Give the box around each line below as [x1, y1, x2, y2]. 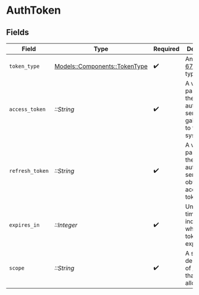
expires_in [9, 222, 40, 229]
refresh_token [9, 167, 49, 174]
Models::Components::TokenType [54, 62, 148, 70]
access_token [9, 106, 46, 113]
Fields [6, 27, 30, 37]
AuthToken [6, 4, 61, 17]
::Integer [54, 221, 78, 229]
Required [153, 45, 179, 53]
